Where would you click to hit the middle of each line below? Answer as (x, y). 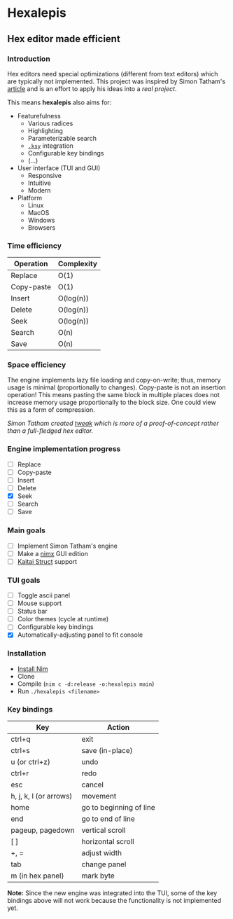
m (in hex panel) (37, 876)
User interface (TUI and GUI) (59, 168)
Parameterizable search (62, 138)
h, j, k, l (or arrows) (42, 796)
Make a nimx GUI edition (53, 553)
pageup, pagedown (43, 830)
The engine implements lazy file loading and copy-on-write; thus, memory (114, 380)
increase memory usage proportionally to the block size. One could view (112, 402)
